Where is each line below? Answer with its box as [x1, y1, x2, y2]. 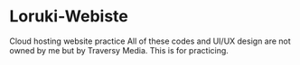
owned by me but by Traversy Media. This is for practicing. [9, 45, 229, 55]
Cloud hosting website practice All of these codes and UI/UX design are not [9, 36, 291, 46]
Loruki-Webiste [9, 6, 129, 27]
